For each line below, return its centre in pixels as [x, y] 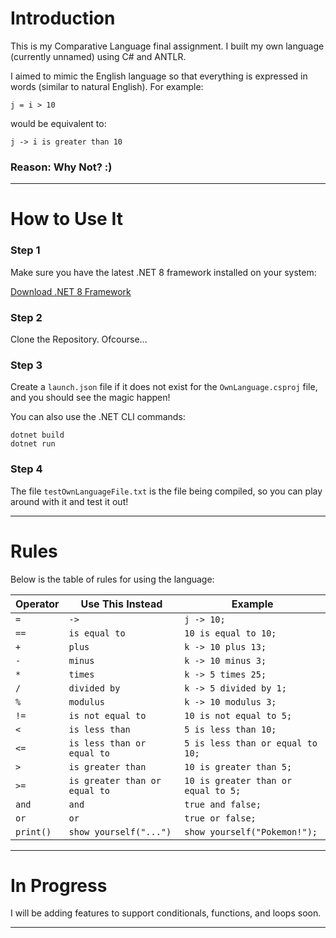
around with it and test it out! [69, 501]
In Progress [59, 885]
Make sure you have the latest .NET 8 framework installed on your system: [163, 272]
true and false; [223, 804]
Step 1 [25, 250]
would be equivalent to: [58, 123]
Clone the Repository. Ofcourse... [79, 339]
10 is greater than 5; [238, 766]
